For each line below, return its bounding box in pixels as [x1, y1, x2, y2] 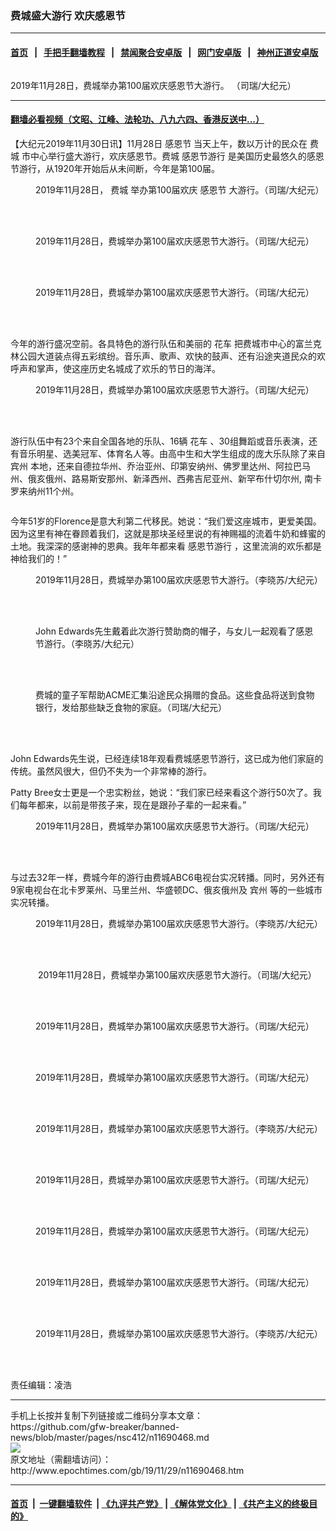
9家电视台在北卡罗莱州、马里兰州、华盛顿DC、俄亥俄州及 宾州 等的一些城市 [10, 883, 323, 896]
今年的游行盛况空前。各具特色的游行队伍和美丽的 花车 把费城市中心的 [10, 337, 296, 349]
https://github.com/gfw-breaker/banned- [10, 1420, 180, 1432]
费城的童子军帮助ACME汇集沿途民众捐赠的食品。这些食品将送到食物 [35, 688, 315, 701]
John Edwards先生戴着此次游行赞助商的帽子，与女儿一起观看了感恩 [35, 625, 314, 637]
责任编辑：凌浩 [10, 1378, 72, 1391]
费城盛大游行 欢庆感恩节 [10, 8, 126, 22]
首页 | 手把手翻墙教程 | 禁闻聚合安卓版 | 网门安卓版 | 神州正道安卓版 [10, 46, 319, 58]
